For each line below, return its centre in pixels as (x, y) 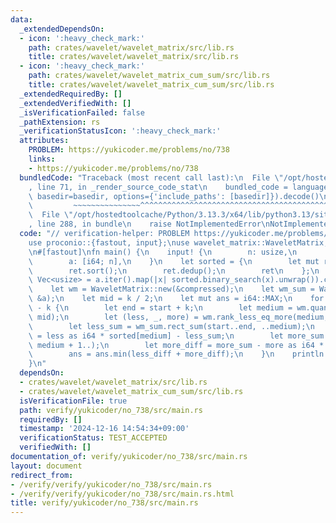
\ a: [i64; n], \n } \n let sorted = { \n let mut (174, 261)
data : (21, 19)
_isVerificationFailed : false (82, 112)
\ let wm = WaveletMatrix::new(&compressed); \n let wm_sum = (171, 289)
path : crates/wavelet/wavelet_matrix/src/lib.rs (131, 47)
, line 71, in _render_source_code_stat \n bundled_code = (158, 187)
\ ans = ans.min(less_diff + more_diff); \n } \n (151, 354)
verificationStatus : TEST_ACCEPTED (93, 438)
